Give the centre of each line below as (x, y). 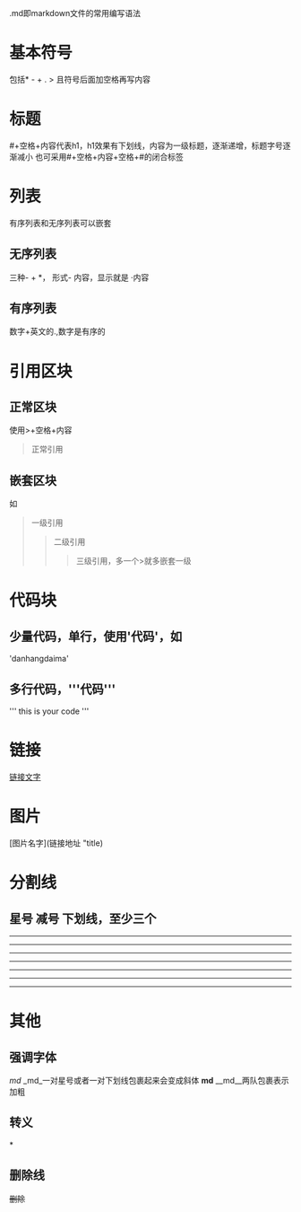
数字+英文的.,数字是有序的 (57, 331)
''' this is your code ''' (49, 711)
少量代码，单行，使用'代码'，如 (96, 636)
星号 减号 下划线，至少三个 (83, 918)
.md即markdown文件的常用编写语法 (75, 13)
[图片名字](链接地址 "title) (56, 843)
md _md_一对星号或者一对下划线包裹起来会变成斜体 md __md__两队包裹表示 (149, 1080)
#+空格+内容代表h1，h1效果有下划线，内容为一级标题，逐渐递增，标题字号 (146, 145)
